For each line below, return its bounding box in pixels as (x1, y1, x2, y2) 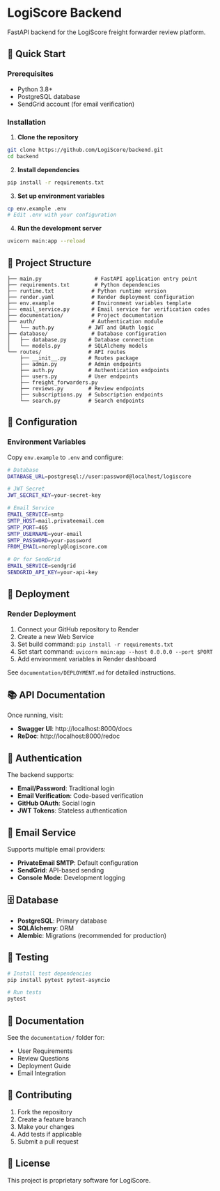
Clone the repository (17, 132, 79, 141)
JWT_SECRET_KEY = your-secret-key (7, 492, 101, 499)
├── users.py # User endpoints (19, 373, 139, 380)
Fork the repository (17, 1107, 73, 1116)
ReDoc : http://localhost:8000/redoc (17, 732, 120, 740)
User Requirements (17, 1047, 73, 1055)
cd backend (7, 153, 39, 160)
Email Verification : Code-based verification (17, 792, 143, 800)
